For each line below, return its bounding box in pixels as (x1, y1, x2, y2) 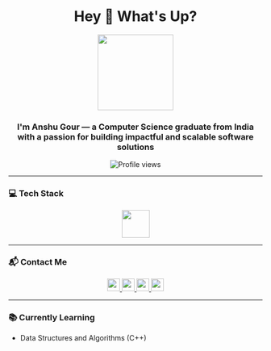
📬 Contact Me (8, 257, 68, 268)
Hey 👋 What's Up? (73, 7, 198, 26)
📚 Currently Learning (8, 311, 95, 323)
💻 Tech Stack (8, 188, 65, 199)
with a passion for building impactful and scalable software (17, 131, 254, 142)
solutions (116, 141, 155, 153)
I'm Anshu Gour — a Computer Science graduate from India (17, 121, 254, 132)
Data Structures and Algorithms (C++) (19, 333, 147, 343)
